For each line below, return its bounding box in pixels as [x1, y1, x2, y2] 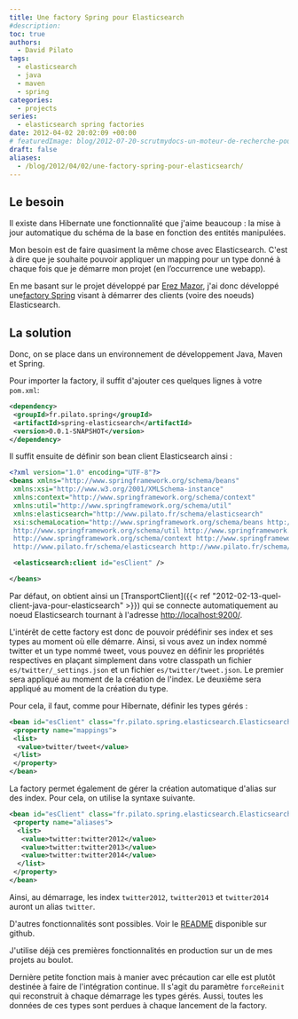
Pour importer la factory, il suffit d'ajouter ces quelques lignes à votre [9, 375, 263, 386]
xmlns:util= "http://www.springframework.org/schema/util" [12, 501, 232, 510]
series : [9, 112, 38, 121]
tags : [9, 54, 29, 63]
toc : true [9, 29, 46, 38]
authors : [9, 37, 42, 47]
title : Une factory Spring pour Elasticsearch [9, 12, 184, 22]
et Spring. [9, 359, 45, 368]
